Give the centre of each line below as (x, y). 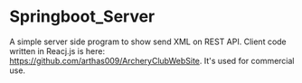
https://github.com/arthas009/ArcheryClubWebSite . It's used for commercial (152, 60)
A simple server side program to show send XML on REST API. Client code (148, 41)
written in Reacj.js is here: (57, 51)
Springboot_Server (82, 17)
